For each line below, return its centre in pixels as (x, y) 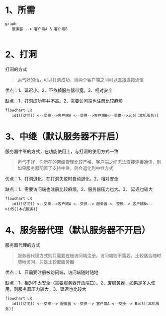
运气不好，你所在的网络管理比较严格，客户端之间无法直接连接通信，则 (89, 162)
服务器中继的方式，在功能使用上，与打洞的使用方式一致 (62, 151)
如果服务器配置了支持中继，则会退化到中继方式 (65, 168)
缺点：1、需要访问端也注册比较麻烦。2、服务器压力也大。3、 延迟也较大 (79, 189)
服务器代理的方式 (23, 245)
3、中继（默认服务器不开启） (65, 137)
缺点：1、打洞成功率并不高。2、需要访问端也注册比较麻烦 (64, 101)
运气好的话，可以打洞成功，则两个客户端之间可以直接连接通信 (81, 79)
